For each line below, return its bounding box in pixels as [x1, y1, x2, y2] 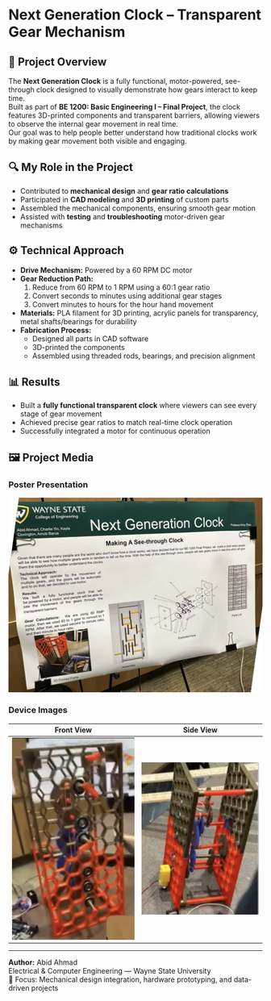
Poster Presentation [8, 478, 89, 490]
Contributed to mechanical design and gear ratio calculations [19, 186, 229, 195]
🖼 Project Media [8, 450, 94, 465]
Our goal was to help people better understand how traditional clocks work [8, 127, 257, 137]
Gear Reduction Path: [19, 273, 94, 283]
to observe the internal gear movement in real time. [8, 119, 179, 128]
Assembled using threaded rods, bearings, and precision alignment [31, 351, 256, 361]
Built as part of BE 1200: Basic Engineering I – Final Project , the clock [8, 102, 240, 111]
